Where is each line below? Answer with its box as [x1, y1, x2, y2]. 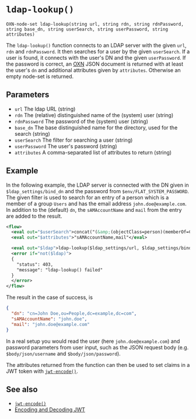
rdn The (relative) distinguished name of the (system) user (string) [14, 111, 174, 118]
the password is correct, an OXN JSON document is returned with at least [6, 60, 184, 67]
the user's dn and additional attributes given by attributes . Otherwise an [6, 66, 181, 74]
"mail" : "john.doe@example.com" [11, 321, 90, 327]
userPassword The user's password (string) [14, 142, 118, 150]
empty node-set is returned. [6, 73, 74, 80]
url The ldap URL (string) [14, 105, 76, 112]
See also [6, 384, 38, 394]
